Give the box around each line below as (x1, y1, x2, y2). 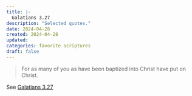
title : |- (6, 9, 32, 15)
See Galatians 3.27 (6, 83, 53, 91)
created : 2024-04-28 (6, 32, 59, 38)
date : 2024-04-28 (6, 26, 50, 32)
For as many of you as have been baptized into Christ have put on (21, 65, 187, 72)
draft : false (6, 49, 39, 55)
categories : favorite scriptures (6, 43, 91, 49)
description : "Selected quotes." (6, 20, 91, 26)
